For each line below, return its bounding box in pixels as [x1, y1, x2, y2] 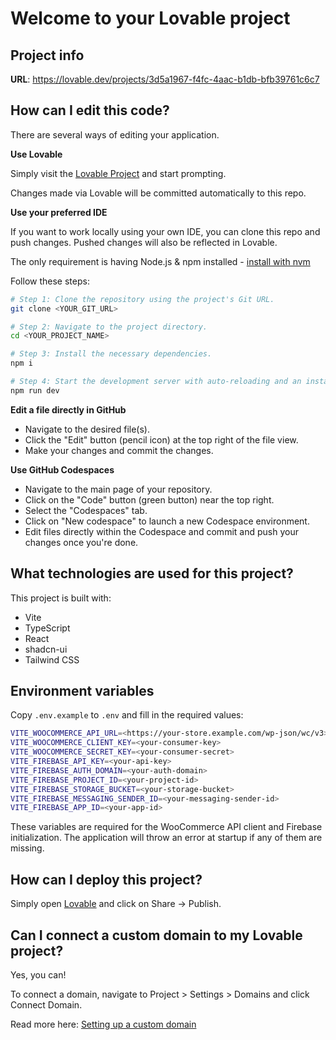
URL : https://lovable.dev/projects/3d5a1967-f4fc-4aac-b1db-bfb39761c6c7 [10, 73, 320, 85]
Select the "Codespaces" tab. [24, 504, 148, 516]
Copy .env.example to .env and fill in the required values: [10, 709, 244, 721]
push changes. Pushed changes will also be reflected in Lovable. [10, 236, 278, 248]
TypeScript [24, 622, 71, 634]
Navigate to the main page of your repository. [24, 483, 213, 495]
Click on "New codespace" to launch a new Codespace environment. [24, 515, 310, 527]
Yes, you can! [10, 968, 67, 981]
